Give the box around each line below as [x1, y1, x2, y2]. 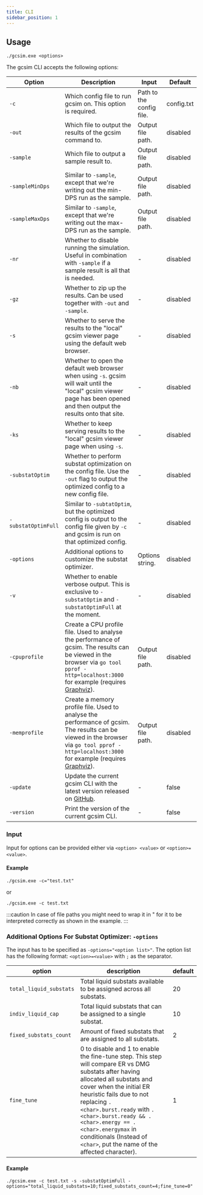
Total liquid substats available [80, 977, 164, 986]
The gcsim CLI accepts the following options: [6, 64, 119, 71]
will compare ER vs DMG [80, 1060, 150, 1068]
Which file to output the [65, 121, 132, 129]
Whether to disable [65, 236, 119, 244]
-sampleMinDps [9, 183, 50, 190]
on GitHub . [65, 795, 95, 803]
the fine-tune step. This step [80, 1053, 162, 1061]
